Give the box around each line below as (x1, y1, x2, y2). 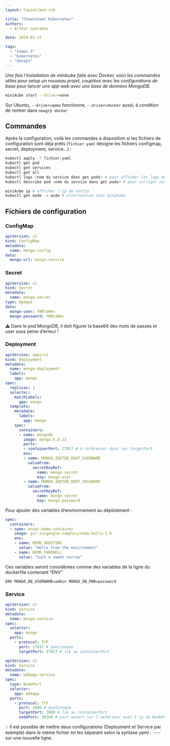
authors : (5, 21, 24, 26)
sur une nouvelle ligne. (5, 735, 53, 741)
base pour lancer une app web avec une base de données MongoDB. (5, 83, 151, 89)
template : (10, 404, 30, 409)
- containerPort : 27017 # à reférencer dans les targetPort (23, 446, 153, 452)
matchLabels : (14, 394, 42, 400)
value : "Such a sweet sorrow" (18, 554, 82, 559)
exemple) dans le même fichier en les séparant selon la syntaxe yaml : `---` (5, 729, 162, 736)
